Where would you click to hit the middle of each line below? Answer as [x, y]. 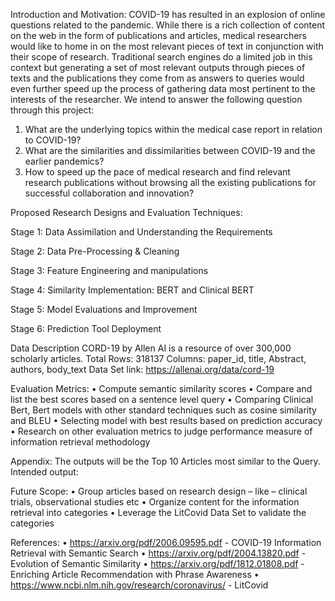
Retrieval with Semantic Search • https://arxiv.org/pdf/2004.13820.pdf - [158, 553]
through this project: [52, 110]
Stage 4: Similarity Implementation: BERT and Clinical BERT [132, 290]
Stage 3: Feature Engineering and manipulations [109, 270]
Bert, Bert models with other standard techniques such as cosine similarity [163, 410]
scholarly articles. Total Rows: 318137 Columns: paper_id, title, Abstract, [158, 358]
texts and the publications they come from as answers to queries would [157, 78]
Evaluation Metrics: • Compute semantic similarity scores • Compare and [161, 388]
